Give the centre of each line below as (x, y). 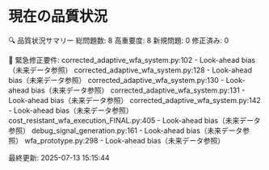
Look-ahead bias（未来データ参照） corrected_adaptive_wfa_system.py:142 (134, 100)
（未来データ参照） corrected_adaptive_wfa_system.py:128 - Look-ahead (130, 70)
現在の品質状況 (58, 17)
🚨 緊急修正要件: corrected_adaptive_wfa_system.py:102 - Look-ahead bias (132, 60)
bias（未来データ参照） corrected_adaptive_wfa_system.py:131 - (138, 90)
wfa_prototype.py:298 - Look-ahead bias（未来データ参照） (124, 140)
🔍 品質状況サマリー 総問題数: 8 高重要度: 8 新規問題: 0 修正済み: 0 (119, 40)
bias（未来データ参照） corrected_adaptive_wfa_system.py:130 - (116, 80)
